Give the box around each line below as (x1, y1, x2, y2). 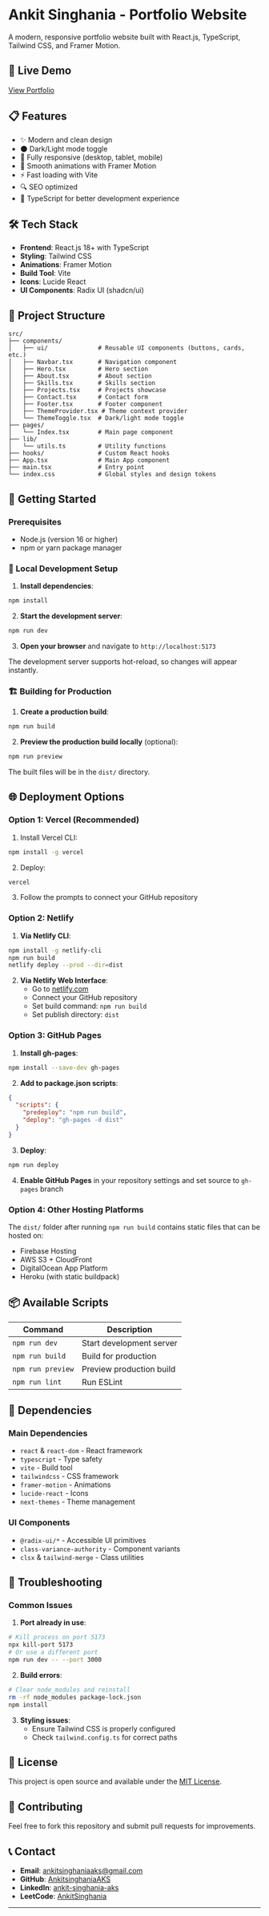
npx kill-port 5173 (8, 1641, 74, 1649)
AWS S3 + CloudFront (19, 1254, 93, 1264)
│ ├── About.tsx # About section (8, 372, 152, 380)
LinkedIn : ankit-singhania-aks (19, 1882, 119, 1892)
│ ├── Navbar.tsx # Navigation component (8, 358, 178, 367)
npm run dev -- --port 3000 (8, 1656, 102, 1664)
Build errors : (19, 1670, 62, 1679)
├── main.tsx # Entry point (8, 464, 146, 472)
